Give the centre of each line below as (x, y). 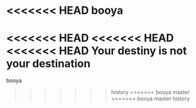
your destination (48, 64)
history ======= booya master (150, 92)
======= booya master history (150, 99)
